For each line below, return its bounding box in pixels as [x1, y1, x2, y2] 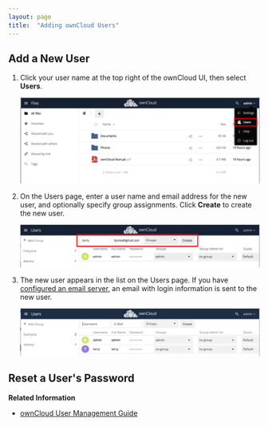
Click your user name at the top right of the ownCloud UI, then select [19, 73, 246, 83]
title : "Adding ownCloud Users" [8, 21, 120, 30]
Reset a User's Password [8, 372, 135, 385]
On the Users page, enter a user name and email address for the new [19, 191, 247, 201]
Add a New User [8, 52, 90, 65]
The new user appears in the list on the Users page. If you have [19, 275, 229, 285]
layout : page [8, 13, 52, 21]
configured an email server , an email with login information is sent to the [19, 283, 258, 293]
